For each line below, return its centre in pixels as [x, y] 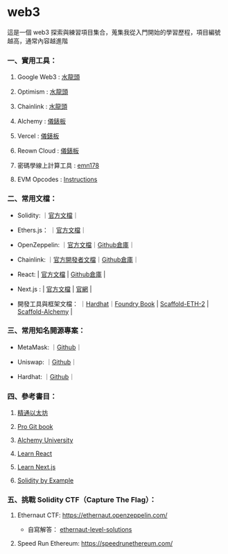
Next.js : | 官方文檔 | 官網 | [54, 289]
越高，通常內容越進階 [37, 41]
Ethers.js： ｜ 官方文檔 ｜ [52, 230]
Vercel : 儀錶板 [38, 136]
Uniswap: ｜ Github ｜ [47, 362]
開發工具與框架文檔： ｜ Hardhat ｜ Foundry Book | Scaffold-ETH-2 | [113, 303]
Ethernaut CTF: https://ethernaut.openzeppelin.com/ [92, 515]
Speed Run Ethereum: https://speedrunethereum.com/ [95, 544]
